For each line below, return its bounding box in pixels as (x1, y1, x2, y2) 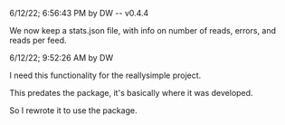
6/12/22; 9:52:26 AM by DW (9, 53, 114, 62)
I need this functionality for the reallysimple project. (9, 70, 202, 81)
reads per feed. (9, 35, 67, 45)
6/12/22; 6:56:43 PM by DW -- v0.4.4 (9, 8, 149, 18)
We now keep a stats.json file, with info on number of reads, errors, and (9, 25, 277, 35)
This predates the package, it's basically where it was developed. (9, 88, 253, 98)
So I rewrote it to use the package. (9, 105, 138, 116)
